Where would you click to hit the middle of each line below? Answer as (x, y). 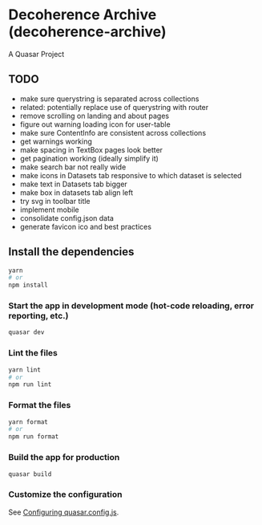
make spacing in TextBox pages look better (91, 149)
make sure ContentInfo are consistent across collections (113, 132)
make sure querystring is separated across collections (109, 99)
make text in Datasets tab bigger (74, 184)
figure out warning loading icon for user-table (95, 124)
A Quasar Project (36, 54)
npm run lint (30, 385)
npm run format (34, 437)
